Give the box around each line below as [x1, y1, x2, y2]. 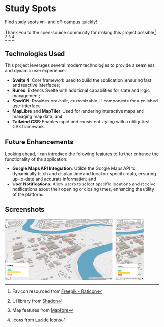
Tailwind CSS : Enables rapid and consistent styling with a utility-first [12, 119, 150, 124]
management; [12, 93, 41, 99]
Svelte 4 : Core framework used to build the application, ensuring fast [12, 77, 152, 83]
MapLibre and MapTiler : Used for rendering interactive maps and [12, 108, 144, 114]
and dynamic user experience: [5, 68, 66, 74]
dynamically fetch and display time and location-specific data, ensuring [12, 170, 156, 176]
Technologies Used [5, 49, 65, 58]
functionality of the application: [5, 156, 68, 162]
